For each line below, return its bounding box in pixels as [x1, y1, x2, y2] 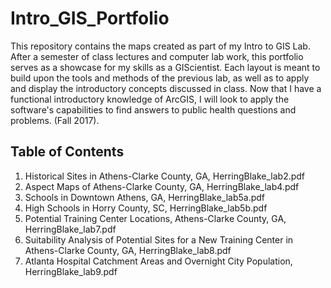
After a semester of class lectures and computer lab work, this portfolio [10, 50, 304, 62]
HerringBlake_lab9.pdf [24, 265, 118, 277]
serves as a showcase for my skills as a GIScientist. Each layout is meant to [10, 61, 321, 73]
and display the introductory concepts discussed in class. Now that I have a [10, 82, 322, 94]
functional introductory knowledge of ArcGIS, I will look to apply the [10, 93, 290, 105]
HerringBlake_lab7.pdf [24, 223, 117, 235]
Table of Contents [10, 143, 125, 161]
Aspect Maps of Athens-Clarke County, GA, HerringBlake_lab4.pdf [24, 180, 300, 192]
